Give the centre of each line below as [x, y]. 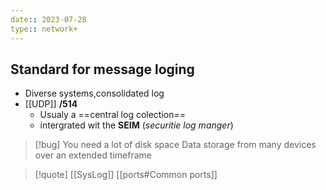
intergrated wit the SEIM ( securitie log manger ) [136, 125]
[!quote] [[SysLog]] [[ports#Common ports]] [126, 175]
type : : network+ [44, 29]
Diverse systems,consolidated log [94, 93]
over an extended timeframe [93, 155]
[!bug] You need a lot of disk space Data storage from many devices [175, 145]
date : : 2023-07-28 [48, 19]
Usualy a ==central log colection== [113, 115]
